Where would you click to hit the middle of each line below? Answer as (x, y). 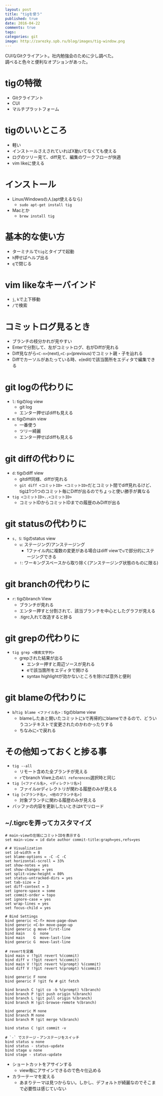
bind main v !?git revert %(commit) (42, 956)
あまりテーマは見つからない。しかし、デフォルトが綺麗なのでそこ (85, 1082)
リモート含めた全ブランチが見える (54, 771)
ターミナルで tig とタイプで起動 (43, 251)
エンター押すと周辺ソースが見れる (61, 664)
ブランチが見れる (36, 605)
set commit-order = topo (30, 895)
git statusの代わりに (46, 524)
